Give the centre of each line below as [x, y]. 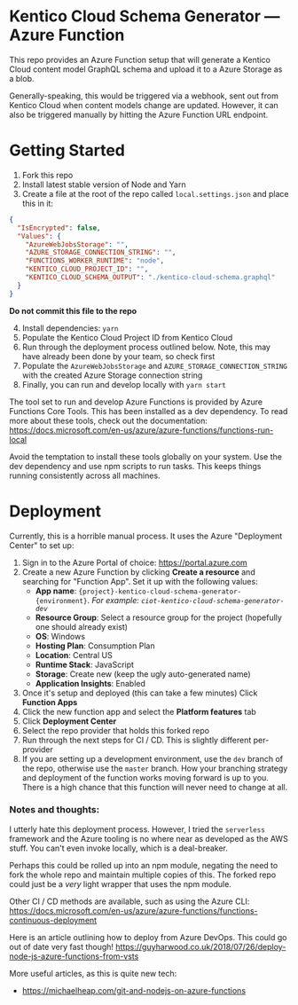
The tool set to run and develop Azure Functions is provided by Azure [136, 402]
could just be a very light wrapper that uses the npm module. [121, 883]
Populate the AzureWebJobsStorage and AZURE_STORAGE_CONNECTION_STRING [155, 365]
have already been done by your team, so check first [118, 356]
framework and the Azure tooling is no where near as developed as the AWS [149, 838]
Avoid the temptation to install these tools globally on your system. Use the [145, 456]
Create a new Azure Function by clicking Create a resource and [138, 572]
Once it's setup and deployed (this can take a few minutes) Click [140, 693]
